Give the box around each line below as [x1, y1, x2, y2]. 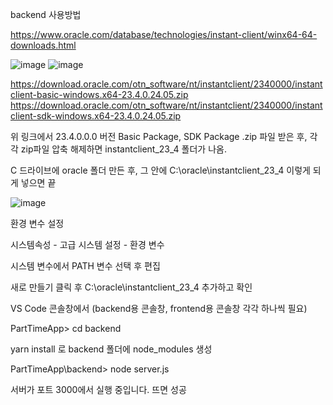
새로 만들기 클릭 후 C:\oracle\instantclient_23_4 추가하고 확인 [10, 281, 253, 293]
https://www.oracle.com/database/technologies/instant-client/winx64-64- [10, 29, 318, 40]
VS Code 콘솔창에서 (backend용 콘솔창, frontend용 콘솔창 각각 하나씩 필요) [10, 303, 308, 314]
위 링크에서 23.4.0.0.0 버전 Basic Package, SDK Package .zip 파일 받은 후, [10, 131, 308, 142]
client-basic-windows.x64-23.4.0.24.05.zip [10, 89, 189, 100]
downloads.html [10, 39, 77, 51]
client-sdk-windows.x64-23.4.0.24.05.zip [10, 110, 182, 122]
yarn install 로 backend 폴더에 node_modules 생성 [10, 343, 213, 355]
